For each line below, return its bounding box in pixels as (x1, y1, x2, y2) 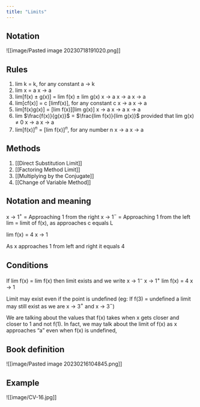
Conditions (6, 260, 49, 271)
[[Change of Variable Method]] (14, 179, 91, 186)
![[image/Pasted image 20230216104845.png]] (6, 360, 123, 367)
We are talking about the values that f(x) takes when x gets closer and (6, 314, 180, 322)
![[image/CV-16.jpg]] (6, 393, 57, 400)
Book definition (6, 344, 65, 355)
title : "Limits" (6, 8, 47, 15)
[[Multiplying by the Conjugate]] (14, 172, 94, 179)
